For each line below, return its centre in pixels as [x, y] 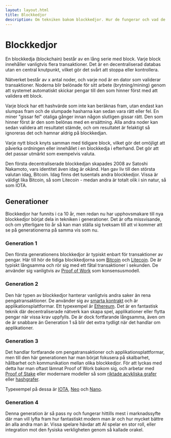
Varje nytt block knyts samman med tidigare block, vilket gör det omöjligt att [85, 143]
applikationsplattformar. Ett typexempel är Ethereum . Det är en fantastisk [82, 306]
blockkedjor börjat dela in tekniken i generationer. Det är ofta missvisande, [83, 219]
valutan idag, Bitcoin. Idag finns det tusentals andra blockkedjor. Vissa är [82, 175]
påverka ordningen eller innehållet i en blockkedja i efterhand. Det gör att [82, 148]
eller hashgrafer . [22, 379]
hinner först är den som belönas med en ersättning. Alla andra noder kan [82, 122]
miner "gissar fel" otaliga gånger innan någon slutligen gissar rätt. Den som [84, 117]
